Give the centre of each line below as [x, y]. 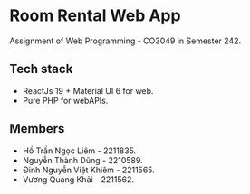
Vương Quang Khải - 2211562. [78, 179]
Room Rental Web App [95, 16]
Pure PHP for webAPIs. [65, 100]
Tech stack [41, 69]
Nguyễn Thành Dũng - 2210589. [82, 160]
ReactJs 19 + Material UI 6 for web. [88, 90]
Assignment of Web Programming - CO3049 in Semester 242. [125, 41]
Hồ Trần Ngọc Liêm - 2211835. [79, 151]
